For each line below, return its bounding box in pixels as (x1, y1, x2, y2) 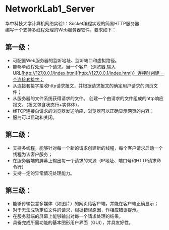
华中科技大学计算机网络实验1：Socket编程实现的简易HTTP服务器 (5, 20, 140, 26)
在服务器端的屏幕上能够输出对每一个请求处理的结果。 (12, 213, 124, 219)
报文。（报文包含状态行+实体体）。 (12, 102, 82, 108)
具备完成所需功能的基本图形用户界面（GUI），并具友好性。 (12, 219, 134, 225)
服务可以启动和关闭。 (12, 114, 57, 120)
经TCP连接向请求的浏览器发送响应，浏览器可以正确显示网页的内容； (12, 108, 154, 114)
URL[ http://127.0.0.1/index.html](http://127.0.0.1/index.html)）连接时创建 (12, 70, 160, 76)
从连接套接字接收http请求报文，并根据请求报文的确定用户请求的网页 (12, 82, 154, 88)
